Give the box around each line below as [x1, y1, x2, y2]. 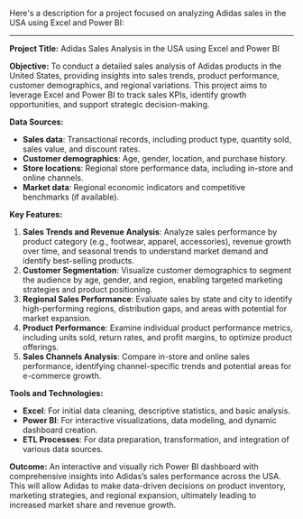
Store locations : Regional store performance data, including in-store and [22, 162, 294, 173]
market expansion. [22, 313, 92, 323]
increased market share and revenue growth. [9, 500, 177, 510]
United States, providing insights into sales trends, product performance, [9, 70, 280, 80]
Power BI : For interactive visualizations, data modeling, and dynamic [22, 415, 277, 425]
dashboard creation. [22, 424, 98, 435]
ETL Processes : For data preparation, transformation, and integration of [22, 434, 290, 445]
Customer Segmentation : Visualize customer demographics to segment [22, 265, 292, 275]
